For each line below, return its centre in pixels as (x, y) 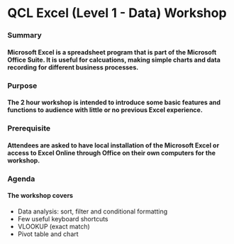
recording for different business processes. (73, 67)
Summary (25, 35)
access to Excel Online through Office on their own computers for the (112, 152)
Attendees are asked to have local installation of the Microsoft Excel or (113, 145)
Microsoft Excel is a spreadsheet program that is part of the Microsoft (112, 52)
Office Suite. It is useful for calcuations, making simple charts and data (114, 60)
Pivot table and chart (48, 234)
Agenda (21, 179)
